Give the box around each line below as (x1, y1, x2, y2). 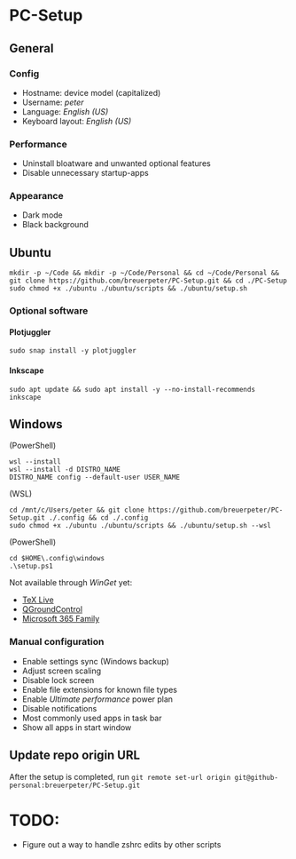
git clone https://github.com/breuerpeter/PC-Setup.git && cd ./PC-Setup (9, 276, 288, 285)
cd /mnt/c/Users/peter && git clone (9, 505, 144, 515)
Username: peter (21, 97, 84, 107)
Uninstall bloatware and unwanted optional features (21, 158, 211, 169)
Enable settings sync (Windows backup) (21, 656, 170, 666)
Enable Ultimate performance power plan (21, 694, 174, 704)
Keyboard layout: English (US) (21, 115, 132, 126)
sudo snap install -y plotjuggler (9, 346, 137, 355)
